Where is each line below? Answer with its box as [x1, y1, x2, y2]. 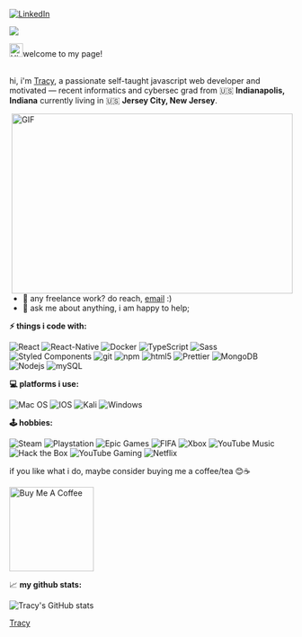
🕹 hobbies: [9, 417, 53, 427]
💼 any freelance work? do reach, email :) [22, 293, 173, 303]
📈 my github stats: [9, 579, 83, 589]
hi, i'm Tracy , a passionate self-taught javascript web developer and [9, 76, 261, 85]
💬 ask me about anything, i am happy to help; [22, 302, 191, 313]
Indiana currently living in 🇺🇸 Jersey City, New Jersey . [9, 95, 218, 105]
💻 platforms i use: [9, 379, 79, 389]
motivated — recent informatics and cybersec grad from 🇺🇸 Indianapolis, [9, 85, 286, 95]
